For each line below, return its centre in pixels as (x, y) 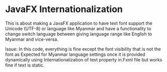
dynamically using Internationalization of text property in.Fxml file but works (84, 59)
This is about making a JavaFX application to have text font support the (79, 23)
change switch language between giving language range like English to (78, 34)
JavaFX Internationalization (64, 9)
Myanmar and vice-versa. (32, 39)
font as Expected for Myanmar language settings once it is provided (75, 54)
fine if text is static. (25, 65)
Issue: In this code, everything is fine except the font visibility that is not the (83, 49)
